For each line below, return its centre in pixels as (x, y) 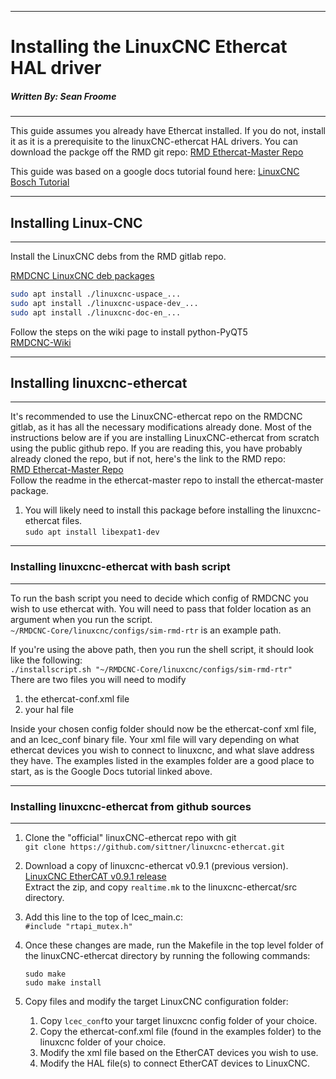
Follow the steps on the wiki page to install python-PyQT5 (129, 332)
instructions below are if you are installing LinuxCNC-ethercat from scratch (165, 438)
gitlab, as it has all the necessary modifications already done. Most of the (161, 427)
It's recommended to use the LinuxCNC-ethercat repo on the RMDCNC (156, 417)
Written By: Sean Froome (63, 96)
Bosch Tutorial (40, 182)
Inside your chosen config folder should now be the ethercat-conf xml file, (163, 728)
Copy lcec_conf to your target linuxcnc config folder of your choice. (178, 1020)
